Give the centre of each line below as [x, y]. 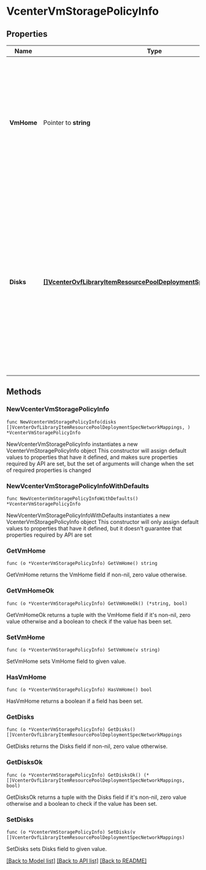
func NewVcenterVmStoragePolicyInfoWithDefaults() [72, 498]
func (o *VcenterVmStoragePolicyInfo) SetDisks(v [71, 832]
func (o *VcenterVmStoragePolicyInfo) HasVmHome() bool [79, 690]
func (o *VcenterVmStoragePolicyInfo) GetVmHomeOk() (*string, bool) [97, 603]
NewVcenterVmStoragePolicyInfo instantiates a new [72, 444]
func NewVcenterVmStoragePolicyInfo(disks [61, 422]
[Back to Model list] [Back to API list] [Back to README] [77, 861]
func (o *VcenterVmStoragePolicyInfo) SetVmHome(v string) [83, 650]
